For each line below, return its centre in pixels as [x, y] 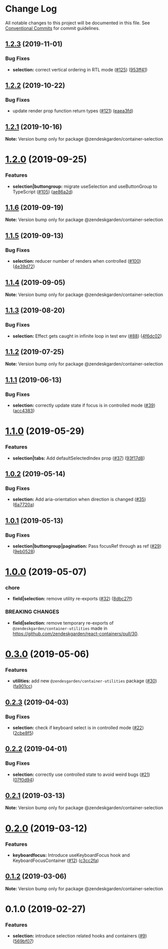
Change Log [31, 9]
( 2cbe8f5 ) [23, 733]
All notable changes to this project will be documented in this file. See [78, 23]
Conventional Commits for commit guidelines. [52, 28]
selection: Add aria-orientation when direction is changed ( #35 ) [79, 500]
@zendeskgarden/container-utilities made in [60, 628]
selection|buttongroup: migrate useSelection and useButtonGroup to [85, 186]
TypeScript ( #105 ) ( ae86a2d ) [43, 192]
